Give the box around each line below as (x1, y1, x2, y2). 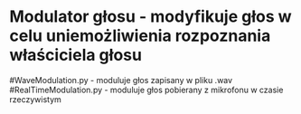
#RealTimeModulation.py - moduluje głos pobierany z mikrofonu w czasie (9, 84, 284, 95)
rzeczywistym (9, 93, 61, 105)
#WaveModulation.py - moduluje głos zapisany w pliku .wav (9, 74, 233, 85)
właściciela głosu (9, 45, 143, 65)
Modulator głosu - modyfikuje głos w (9, 6, 292, 27)
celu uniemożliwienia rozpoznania (9, 25, 271, 46)
